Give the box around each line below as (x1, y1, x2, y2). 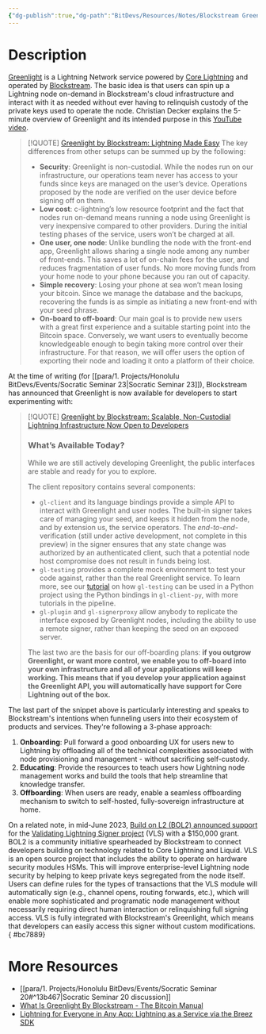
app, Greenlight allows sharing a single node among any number (39, 246, 250, 256)
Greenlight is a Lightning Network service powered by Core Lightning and (8, 72, 249, 82)
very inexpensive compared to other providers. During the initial (39, 221, 248, 230)
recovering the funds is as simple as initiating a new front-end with (39, 297, 257, 306)
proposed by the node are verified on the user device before (39, 187, 237, 197)
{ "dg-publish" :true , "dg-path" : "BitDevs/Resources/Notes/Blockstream (8, 11, 239, 20)
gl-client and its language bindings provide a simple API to (39, 497, 235, 506)
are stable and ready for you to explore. (27, 466, 157, 476)
